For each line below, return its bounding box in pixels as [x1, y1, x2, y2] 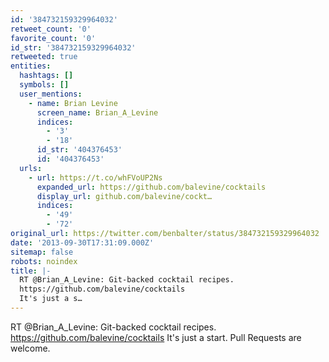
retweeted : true [10, 52, 78, 62]
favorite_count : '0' [10, 33, 97, 43]
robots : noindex [10, 256, 78, 266]
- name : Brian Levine [28, 98, 118, 108]
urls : [19, 163, 43, 173]
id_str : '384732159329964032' [10, 42, 137, 53]
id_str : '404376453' [36, 145, 123, 155]
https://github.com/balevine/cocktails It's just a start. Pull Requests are [10, 331, 302, 343]
